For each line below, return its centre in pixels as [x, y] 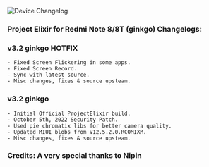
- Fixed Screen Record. [42, 69]
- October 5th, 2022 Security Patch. [63, 120]
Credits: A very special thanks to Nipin [75, 156]
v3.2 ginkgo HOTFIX [43, 48]
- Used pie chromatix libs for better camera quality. [90, 126]
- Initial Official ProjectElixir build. [69, 113]
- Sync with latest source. [49, 75]
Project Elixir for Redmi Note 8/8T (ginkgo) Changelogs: [105, 29]
